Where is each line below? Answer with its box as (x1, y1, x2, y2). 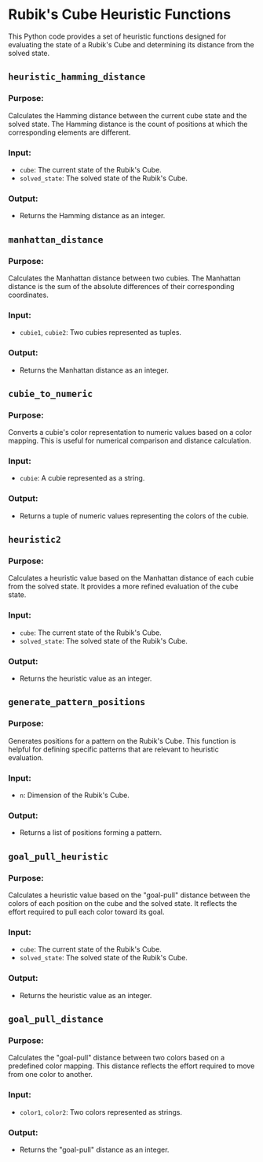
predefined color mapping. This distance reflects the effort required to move (8, 1061, 255, 1071)
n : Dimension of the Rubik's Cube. (19, 790, 130, 800)
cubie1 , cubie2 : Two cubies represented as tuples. (19, 328, 182, 337)
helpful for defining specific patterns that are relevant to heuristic (8, 744, 220, 754)
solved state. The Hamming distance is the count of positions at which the (8, 119, 248, 128)
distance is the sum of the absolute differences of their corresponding (8, 281, 235, 291)
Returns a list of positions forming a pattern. (19, 828, 163, 837)
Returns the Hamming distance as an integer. (19, 211, 166, 221)
